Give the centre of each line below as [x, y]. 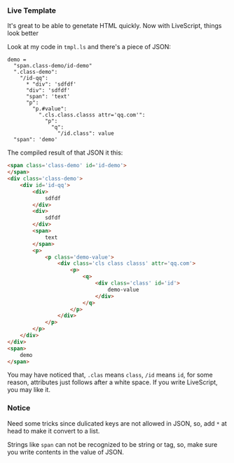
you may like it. [29, 390]
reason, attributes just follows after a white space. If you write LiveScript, [113, 382]
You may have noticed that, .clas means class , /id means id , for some [110, 375]
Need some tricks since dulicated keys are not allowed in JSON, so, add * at [117, 423]
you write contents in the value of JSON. [66, 452]
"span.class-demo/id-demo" [53, 66]
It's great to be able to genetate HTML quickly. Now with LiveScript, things [115, 26]
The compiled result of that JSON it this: [65, 152]
